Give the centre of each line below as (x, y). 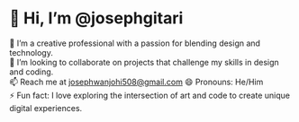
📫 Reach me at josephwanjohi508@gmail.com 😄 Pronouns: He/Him (136, 82)
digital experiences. (46, 108)
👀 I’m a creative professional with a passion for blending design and (135, 43)
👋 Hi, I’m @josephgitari (96, 18)
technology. (32, 52)
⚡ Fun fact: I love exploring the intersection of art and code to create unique (150, 95)
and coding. (32, 72)
